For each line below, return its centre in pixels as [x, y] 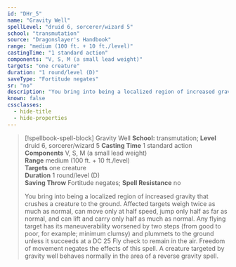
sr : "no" [20, 85]
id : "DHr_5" [25, 14]
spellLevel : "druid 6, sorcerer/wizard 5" [70, 27]
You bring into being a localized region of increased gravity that [116, 196]
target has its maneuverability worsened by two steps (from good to [123, 226]
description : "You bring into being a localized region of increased [111, 92]
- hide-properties [41, 118]
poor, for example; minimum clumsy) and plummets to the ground [119, 233]
